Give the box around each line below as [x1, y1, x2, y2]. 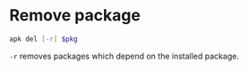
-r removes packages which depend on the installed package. [9, 51, 240, 61]
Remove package [9, 5, 141, 26]
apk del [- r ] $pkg [9, 35, 78, 43]
